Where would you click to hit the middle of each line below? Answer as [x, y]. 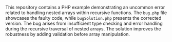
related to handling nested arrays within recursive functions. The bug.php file [86, 13]
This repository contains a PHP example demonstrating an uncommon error [85, 7]
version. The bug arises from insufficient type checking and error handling [84, 23]
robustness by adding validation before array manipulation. [68, 34]
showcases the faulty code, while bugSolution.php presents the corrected [83, 18]
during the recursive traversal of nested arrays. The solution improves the [83, 29]
